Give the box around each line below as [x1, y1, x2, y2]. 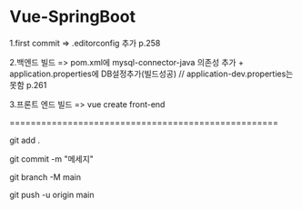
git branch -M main [9, 171, 82, 183]
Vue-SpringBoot [9, 6, 136, 27]
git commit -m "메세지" [9, 153, 94, 164]
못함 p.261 [9, 79, 47, 90]
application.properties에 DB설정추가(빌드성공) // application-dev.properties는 [9, 68, 294, 79]
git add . [9, 134, 41, 145]
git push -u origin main [9, 189, 95, 200]
